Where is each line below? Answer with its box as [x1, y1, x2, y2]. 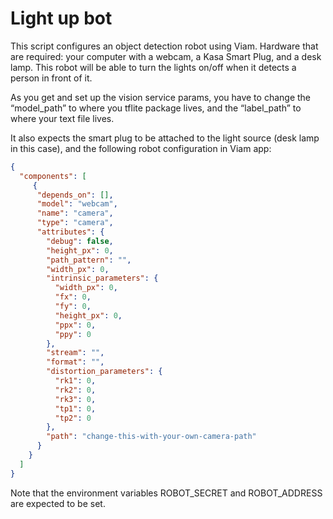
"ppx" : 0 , [54, 320, 97, 330]
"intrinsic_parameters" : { [46, 273, 159, 284]
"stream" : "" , [46, 348, 105, 358]
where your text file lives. [10, 112, 115, 124]
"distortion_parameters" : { [46, 367, 163, 377]
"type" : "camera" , [36, 218, 114, 228]
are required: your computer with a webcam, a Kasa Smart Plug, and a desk [10, 50, 322, 62]
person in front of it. [10, 72, 93, 84]
